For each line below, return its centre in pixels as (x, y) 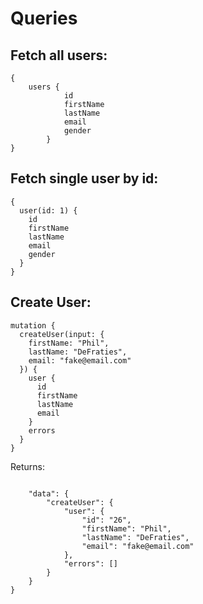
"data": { (49, 493)
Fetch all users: (59, 55)
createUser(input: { (62, 334)
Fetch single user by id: (84, 178)
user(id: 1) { (48, 210)
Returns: (28, 466)
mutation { (33, 325)
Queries (44, 18)
